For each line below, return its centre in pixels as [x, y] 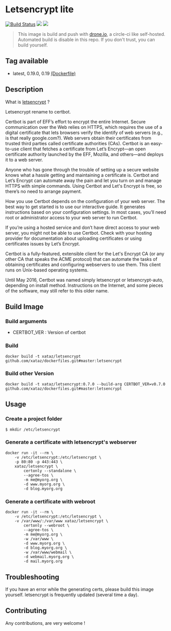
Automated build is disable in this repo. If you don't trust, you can [86, 39]
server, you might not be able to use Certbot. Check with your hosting [79, 233]
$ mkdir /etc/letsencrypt [33, 430]
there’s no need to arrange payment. [44, 191]
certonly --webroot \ [47, 526]
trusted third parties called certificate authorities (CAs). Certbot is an [77, 143]
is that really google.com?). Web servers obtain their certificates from [78, 138]
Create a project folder [34, 419]
